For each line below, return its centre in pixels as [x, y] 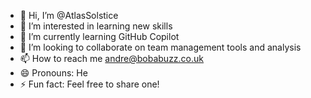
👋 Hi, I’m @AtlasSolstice [69, 15]
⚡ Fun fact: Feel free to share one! [89, 84]
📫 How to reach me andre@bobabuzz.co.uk [112, 58]
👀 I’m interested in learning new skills [96, 26]
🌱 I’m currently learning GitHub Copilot [99, 36]
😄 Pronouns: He [53, 73]
